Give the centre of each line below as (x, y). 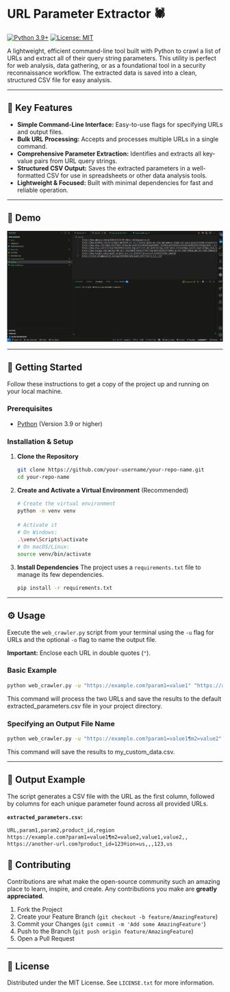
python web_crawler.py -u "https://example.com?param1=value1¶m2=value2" (115, 739)
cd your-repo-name (43, 477)
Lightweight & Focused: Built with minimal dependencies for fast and (115, 182)
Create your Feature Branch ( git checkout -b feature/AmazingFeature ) (117, 917)
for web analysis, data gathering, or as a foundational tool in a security (106, 65)
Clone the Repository (48, 456)
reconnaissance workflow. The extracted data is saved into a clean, (102, 73)
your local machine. (35, 391)
